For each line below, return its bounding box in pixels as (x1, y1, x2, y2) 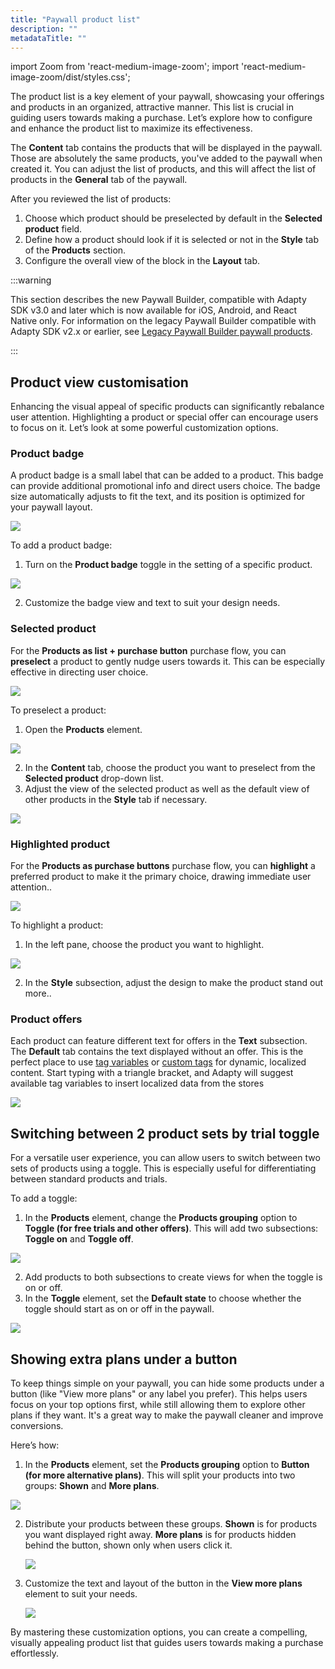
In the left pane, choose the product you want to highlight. (24, 939, 265, 951)
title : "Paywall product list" (10, 14, 141, 25)
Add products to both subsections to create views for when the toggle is (24, 1271, 323, 1283)
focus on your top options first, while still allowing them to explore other (10, 1399, 306, 1410)
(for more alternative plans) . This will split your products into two (24, 1469, 296, 1481)
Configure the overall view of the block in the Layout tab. (24, 255, 261, 267)
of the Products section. (24, 244, 127, 256)
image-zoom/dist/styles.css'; (10, 71, 131, 83)
